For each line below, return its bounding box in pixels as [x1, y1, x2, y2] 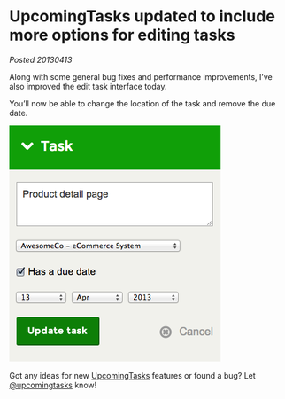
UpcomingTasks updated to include [9, 6, 276, 27]
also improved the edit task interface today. [9, 81, 167, 91]
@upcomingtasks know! [9, 379, 97, 390]
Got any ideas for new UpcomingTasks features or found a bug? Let [9, 370, 257, 380]
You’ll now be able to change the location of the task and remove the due [9, 98, 276, 108]
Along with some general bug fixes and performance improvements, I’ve [9, 71, 273, 82]
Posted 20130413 [9, 54, 73, 65]
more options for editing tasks [9, 25, 235, 45]
